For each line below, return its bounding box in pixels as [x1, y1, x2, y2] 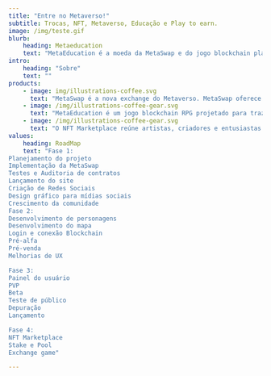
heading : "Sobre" [23, 65, 81, 73]
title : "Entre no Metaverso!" [8, 11, 110, 20]
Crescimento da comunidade [8, 199, 99, 207]
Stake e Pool [8, 340, 52, 349]
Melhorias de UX [8, 252, 63, 260]
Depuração [8, 304, 42, 312]
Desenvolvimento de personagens [8, 215, 117, 223]
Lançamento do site [8, 177, 74, 186]
